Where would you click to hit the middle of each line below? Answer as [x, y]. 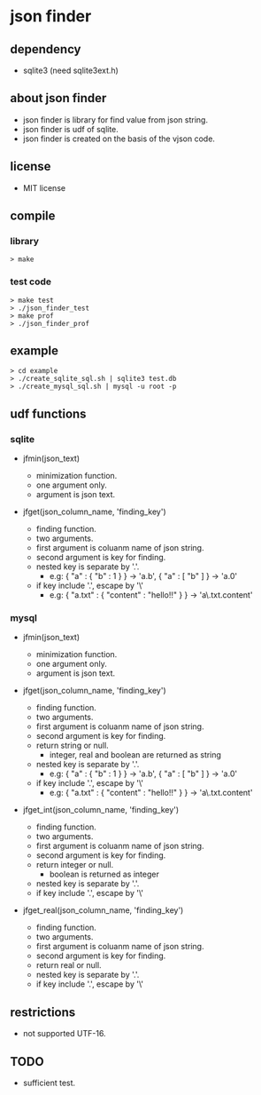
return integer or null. [75, 865]
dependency [46, 49]
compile [33, 216]
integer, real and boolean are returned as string [135, 755]
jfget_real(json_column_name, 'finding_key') [103, 910]
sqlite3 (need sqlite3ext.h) [70, 70]
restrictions [43, 1012]
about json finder [58, 98]
